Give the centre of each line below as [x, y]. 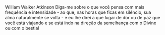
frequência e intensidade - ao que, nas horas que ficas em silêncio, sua [78, 12]
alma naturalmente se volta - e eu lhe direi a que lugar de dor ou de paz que [83, 17]
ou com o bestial [22, 28]
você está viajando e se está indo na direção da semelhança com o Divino [81, 23]
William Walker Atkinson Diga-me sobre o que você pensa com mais [75, 7]
